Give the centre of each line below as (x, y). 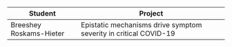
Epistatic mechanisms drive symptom (141, 25)
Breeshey (26, 25)
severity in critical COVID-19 (128, 33)
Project (151, 13)
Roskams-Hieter (38, 33)
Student (42, 13)
